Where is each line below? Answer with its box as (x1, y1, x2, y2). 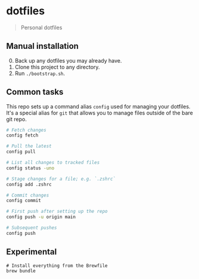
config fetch (6, 132, 39, 138)
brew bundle (6, 268, 36, 274)
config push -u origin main (6, 214, 76, 220)
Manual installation (6, 41, 79, 51)
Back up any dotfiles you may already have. (14, 57, 122, 64)
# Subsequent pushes (6, 225, 58, 231)
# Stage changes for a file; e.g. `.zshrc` (6, 176, 116, 182)
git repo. (6, 115, 27, 123)
